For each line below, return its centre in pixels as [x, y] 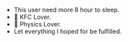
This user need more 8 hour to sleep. [66, 10]
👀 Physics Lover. [37, 24]
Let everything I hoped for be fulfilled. [68, 31]
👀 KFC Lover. [32, 17]
